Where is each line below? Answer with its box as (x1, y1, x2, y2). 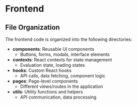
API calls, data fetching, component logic (20, 73, 106, 78)
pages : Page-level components (12, 78, 78, 84)
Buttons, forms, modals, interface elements (20, 51, 110, 57)
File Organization (5, 23, 60, 32)
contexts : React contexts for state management (12, 57, 112, 63)
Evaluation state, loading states (20, 62, 85, 68)
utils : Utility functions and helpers (12, 89, 83, 94)
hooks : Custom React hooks (12, 67, 72, 73)
